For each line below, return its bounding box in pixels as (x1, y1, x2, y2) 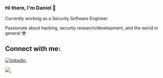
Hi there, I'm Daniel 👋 (5, 4, 56, 11)
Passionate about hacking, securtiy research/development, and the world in (5, 25, 158, 31)
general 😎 (5, 30, 27, 36)
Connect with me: (5, 44, 61, 53)
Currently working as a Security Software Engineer (5, 16, 108, 22)
